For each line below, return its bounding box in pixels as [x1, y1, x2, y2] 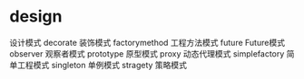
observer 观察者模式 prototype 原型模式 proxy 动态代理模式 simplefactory [9, 48, 285, 59]
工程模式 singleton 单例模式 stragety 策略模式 [16, 59, 188, 70]
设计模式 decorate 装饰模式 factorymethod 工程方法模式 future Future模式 [9, 37, 286, 48]
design [9, 6, 63, 27]
